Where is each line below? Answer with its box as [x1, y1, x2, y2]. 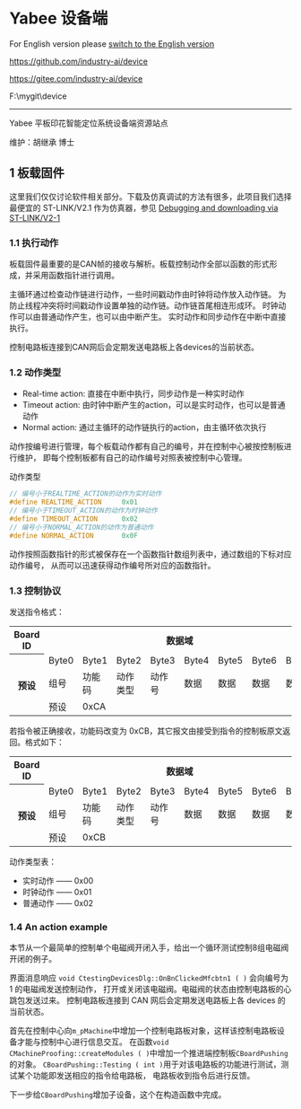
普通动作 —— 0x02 [21, 897, 94, 908]
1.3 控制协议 [9, 585, 62, 597]
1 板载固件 [9, 165, 65, 180]
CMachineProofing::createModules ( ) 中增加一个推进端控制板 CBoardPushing [9, 1048, 288, 1059]
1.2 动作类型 [9, 365, 62, 378]
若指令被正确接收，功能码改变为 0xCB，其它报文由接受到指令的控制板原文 [9, 726, 283, 736]
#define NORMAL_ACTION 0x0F [9, 531, 139, 540]
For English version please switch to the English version [9, 38, 215, 49]
